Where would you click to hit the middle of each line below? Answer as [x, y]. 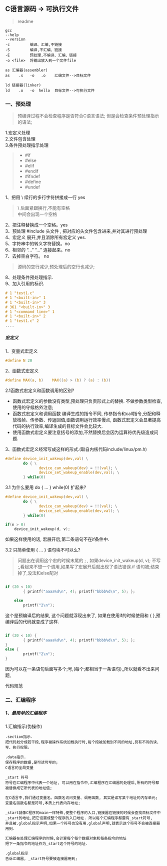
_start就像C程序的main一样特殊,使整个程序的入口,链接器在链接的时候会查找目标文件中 [83, 812]
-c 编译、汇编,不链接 [34, 44]
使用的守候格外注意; [33, 407]
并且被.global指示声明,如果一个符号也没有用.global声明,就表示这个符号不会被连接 [81, 823]
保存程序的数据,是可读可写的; [32, 762]
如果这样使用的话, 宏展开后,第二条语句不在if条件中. [57, 539]
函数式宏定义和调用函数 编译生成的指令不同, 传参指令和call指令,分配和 [84, 413]
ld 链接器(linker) [23, 85]
